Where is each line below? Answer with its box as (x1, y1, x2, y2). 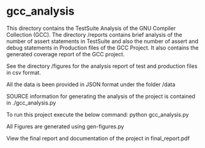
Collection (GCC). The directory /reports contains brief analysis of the (6, 31, 182, 38)
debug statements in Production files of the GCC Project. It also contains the (6, 44, 199, 51)
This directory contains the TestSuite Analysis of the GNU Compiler (6, 24, 176, 32)
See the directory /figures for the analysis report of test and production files (6, 62, 198, 70)
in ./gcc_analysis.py (6, 99, 56, 106)
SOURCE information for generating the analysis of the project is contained (6, 92, 196, 100)
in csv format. (6, 68, 42, 76)
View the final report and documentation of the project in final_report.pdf (6, 135, 190, 142)
